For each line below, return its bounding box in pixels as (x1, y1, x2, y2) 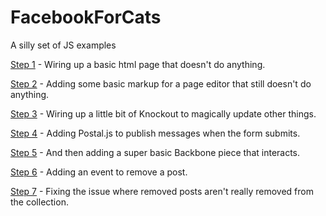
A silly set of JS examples (10, 39, 117, 51)
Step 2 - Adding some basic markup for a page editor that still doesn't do (10, 77, 312, 90)
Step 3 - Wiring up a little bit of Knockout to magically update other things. (10, 107, 317, 120)
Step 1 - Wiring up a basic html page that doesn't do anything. (10, 58, 266, 70)
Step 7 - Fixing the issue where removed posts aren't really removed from (10, 185, 314, 197)
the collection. (10, 196, 69, 208)
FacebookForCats (10, 6, 162, 29)
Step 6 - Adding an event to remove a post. (10, 166, 188, 178)
